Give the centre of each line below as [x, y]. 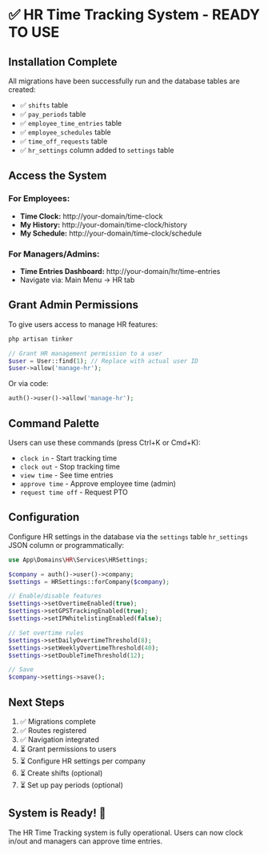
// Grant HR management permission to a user [85, 353]
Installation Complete [63, 62]
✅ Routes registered [53, 730]
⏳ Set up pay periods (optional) [72, 785]
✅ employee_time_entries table [71, 123]
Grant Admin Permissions [73, 305]
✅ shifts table [44, 105]
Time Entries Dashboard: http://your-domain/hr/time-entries [120, 271]
